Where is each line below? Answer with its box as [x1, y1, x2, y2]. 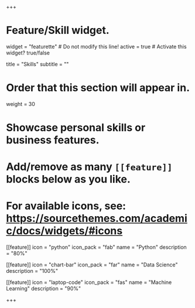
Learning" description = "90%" [6, 285, 81, 292]
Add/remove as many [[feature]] [6, 160, 173, 173]
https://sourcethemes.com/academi [6, 212, 187, 225]
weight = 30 [6, 100, 35, 107]
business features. [6, 134, 100, 147]
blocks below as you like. [6, 173, 131, 186]
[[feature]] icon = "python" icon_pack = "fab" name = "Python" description [6, 244, 187, 251]
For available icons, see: [6, 200, 126, 213]
